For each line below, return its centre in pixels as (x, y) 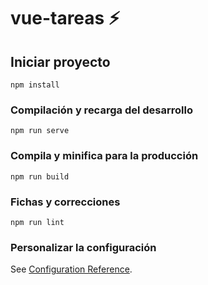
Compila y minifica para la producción (104, 156)
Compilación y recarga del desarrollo (101, 110)
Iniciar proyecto (60, 61)
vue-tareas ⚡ (65, 18)
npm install (35, 85)
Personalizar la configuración (83, 247)
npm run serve (40, 131)
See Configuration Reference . (71, 269)
